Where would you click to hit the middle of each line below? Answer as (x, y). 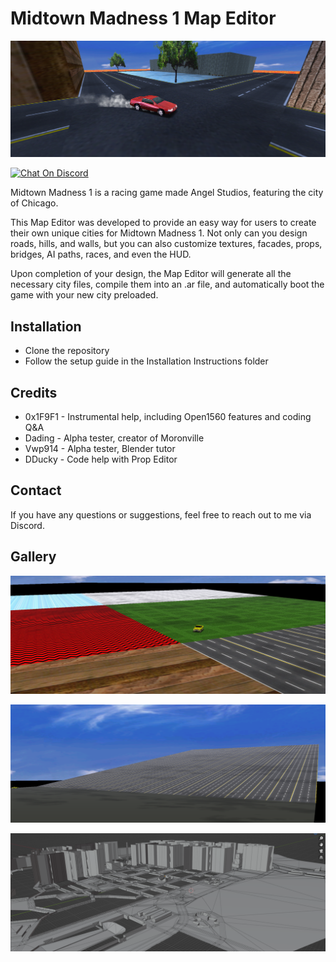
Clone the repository (67, 351)
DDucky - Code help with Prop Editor (101, 459)
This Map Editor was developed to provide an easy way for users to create (163, 223)
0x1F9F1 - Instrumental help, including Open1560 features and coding (168, 417)
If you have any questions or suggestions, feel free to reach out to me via (161, 514)
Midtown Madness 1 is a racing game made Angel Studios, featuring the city (167, 193)
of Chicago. (34, 203)
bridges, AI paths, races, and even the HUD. (101, 254)
